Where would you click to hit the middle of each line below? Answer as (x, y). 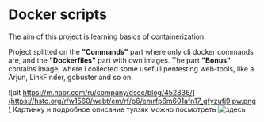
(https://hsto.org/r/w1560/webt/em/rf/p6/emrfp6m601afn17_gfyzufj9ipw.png (132, 101)
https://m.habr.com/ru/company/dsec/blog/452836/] (109, 92)
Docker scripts (57, 15)
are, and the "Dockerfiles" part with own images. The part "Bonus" (120, 60)
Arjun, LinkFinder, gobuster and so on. (71, 77)
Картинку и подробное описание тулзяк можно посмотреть (115, 109)
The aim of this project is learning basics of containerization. (107, 36)
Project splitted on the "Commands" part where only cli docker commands (131, 51)
